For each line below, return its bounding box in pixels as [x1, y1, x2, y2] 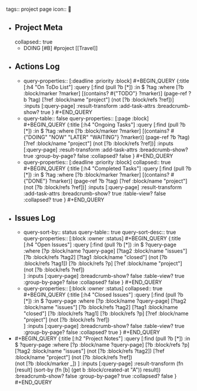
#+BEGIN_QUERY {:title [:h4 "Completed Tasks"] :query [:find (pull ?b [23, 165, 192, 172]
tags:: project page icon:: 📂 [6, 6, 72, 12]
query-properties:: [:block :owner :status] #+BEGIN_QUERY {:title [23, 235, 181, 242]
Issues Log [14, 213, 56, 223]
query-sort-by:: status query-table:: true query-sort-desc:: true [23, 228, 176, 236]
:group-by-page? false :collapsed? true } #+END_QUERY [23, 329, 161, 336]
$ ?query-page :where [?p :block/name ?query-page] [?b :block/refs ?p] [14, 342, 190, 349]
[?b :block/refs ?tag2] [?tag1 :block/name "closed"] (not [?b [23, 254, 168, 261]
